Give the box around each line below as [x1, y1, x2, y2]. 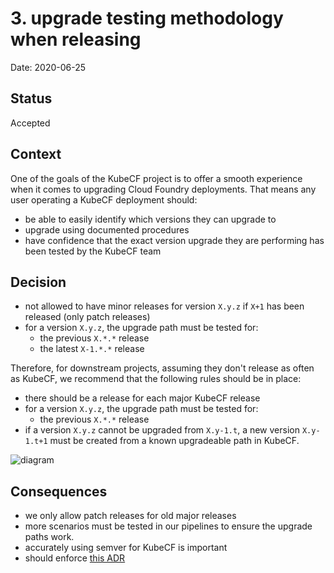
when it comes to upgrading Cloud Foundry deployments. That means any [10, 183, 317, 195]
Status [10, 90, 53, 107]
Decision [10, 273, 67, 291]
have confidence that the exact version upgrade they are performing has [24, 234, 325, 246]
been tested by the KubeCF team [24, 245, 162, 257]
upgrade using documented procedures [24, 223, 190, 236]
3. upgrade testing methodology [10, 7, 284, 30]
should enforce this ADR [24, 552, 126, 564]
